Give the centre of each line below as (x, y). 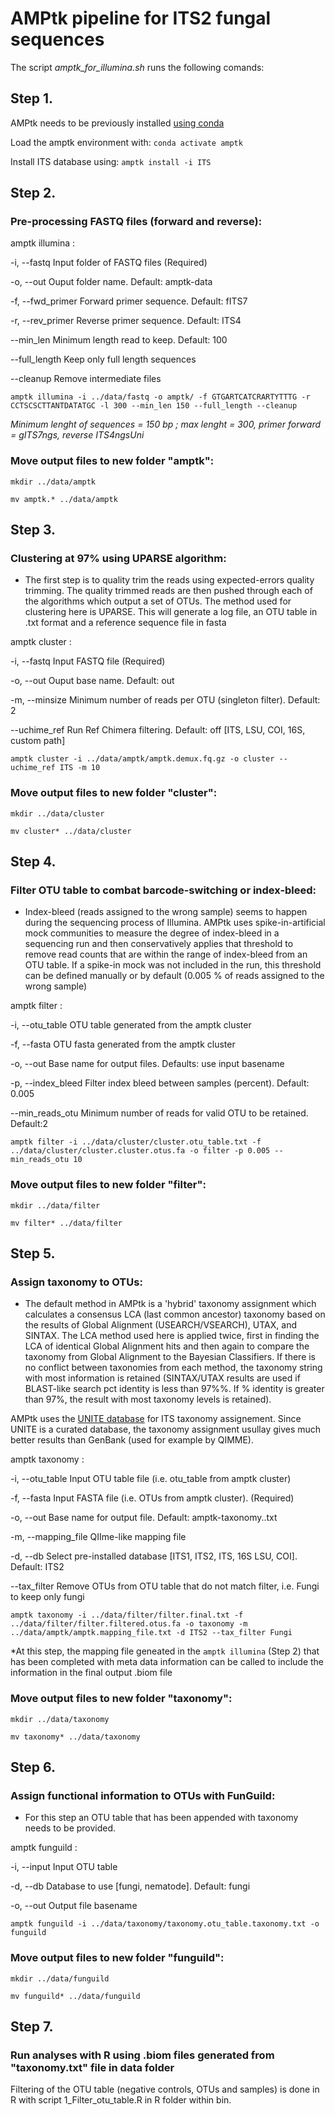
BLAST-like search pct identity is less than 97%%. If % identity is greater (174, 1389)
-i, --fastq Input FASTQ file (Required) (88, 661)
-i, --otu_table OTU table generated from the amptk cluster (131, 1025)
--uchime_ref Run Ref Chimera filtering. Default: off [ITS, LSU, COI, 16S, (158, 730)
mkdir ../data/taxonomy (60, 1719)
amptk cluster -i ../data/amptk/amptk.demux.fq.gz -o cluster (142, 759)
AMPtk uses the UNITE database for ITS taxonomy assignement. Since (156, 1419)
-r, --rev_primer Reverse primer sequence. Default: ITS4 (126, 321)
